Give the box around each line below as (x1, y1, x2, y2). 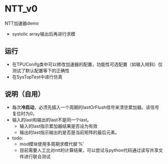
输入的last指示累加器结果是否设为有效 (19, 123, 98, 129)
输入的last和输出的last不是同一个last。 (12, 116, 92, 123)
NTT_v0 (5, 3, 38, 15)
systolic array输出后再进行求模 (12, 31, 76, 37)
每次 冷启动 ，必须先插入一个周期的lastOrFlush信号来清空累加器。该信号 (12, 104, 159, 110)
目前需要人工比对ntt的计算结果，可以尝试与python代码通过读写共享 (19, 147, 159, 153)
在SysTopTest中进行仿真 (12, 74, 62, 80)
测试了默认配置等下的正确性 (12, 67, 70, 73)
